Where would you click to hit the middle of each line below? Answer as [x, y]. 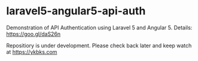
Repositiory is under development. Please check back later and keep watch [99, 45]
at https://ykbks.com [32, 51]
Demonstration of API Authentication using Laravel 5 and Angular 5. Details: [99, 28]
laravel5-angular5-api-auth [76, 11]
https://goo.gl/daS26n [33, 33]
